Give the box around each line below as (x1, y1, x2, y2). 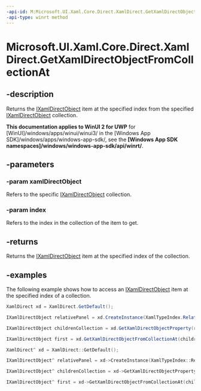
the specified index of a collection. (6, 292, 92, 300)
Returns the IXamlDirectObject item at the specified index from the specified (6, 105, 194, 112)
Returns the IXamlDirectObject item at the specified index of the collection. (6, 252, 190, 260)
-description (6, 89, 54, 99)
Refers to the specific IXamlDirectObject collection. (6, 191, 132, 198)
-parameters (6, 159, 54, 169)
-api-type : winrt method (6, 14, 68, 20)
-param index (6, 206, 47, 214)
